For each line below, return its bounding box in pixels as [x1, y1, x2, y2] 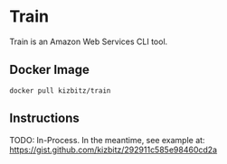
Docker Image [9, 62, 90, 77]
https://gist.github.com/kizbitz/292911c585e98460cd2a [9, 144, 218, 155]
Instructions [9, 111, 80, 126]
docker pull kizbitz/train [9, 86, 111, 96]
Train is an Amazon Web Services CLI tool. [9, 36, 168, 47]
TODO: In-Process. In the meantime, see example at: [9, 134, 205, 145]
